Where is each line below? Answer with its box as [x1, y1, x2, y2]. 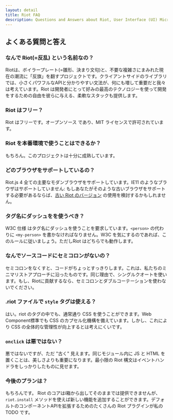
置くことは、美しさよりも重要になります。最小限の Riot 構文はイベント [5, 357, 155, 363]
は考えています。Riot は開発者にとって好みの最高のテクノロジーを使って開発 [5, 86, 167, 93]
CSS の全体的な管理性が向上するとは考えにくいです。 [11, 323, 125, 330]
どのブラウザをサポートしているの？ [5, 167, 95, 174]
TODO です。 [5, 409, 33, 415]
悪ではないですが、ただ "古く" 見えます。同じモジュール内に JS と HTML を [5, 351, 166, 357]
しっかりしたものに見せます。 [19, 363, 82, 370]
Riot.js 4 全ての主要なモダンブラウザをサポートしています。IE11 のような [5, 179, 159, 185]
